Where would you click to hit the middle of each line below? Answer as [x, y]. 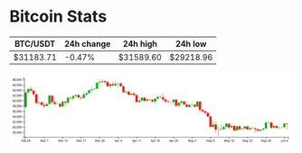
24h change [88, 44]
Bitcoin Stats [58, 17]
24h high [140, 44]
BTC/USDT [35, 44]
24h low [191, 44]
